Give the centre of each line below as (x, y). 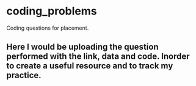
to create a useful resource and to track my (90, 66)
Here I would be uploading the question (82, 47)
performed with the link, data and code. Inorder (98, 57)
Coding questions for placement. (48, 28)
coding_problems (52, 11)
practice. (24, 75)
